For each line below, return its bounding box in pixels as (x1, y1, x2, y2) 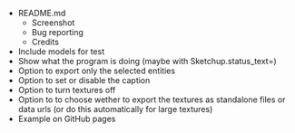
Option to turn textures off (17, 85, 116, 95)
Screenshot (31, 17, 75, 28)
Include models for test (17, 46, 105, 57)
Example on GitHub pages (17, 113, 116, 124)
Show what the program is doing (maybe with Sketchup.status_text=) (17, 56, 277, 66)
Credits (31, 36, 59, 47)
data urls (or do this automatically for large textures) (17, 104, 213, 114)
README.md (17, 8, 66, 18)
